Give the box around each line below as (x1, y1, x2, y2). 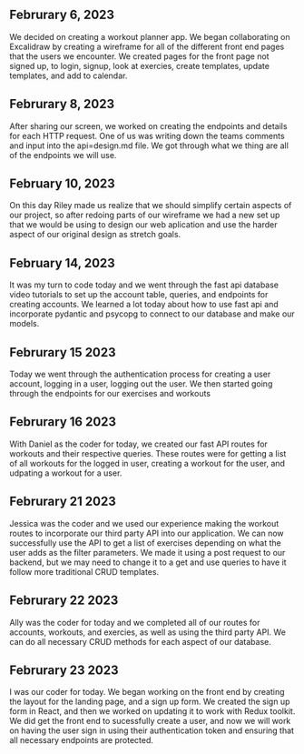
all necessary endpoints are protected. (9, 735, 154, 746)
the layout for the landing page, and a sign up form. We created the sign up (9, 696, 290, 708)
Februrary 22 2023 (9, 593, 119, 608)
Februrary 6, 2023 (9, 7, 115, 23)
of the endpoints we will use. (9, 149, 117, 160)
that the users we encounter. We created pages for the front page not (9, 50, 270, 62)
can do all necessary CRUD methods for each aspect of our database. (9, 636, 272, 647)
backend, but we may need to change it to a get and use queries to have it (9, 557, 288, 568)
